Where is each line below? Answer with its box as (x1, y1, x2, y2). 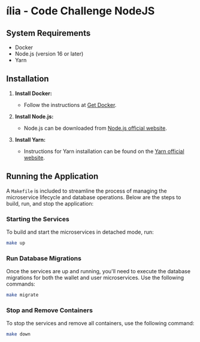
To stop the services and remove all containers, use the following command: (6, 320, 195, 327)
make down (6, 331, 31, 337)
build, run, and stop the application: (6, 200, 94, 207)
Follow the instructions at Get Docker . (23, 101, 117, 108)
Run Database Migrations (6, 254, 82, 262)
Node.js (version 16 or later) (14, 50, 84, 57)
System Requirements (6, 28, 91, 38)
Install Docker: (14, 90, 52, 97)
